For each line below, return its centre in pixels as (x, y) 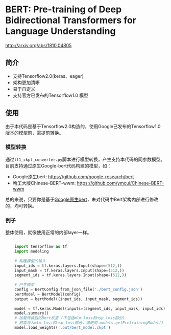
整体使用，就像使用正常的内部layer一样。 (48, 233)
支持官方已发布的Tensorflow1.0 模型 (50, 95)
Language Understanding (60, 31)
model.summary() (32, 313)
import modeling (32, 252)
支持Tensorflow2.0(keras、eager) (48, 76)
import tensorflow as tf (41, 247)
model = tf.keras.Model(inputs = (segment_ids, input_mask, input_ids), (91, 308)
